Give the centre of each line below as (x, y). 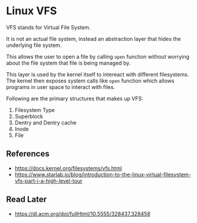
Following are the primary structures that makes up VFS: (75, 98)
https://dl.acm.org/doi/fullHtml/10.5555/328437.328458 (83, 214)
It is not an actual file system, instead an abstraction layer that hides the (94, 39)
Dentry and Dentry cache (46, 122)
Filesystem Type (35, 110)
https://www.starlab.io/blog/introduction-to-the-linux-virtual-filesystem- (103, 174)
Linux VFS (32, 11)
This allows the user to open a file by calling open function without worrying (98, 56)
